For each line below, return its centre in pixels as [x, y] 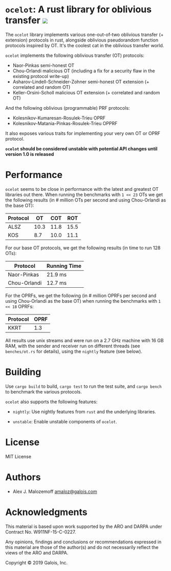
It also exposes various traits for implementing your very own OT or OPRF [83, 133]
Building [23, 372]
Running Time [64, 266]
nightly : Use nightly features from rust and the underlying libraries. [84, 411]
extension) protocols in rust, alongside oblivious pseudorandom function [82, 40]
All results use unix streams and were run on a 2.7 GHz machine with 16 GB [84, 340]
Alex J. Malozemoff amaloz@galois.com [55, 491]
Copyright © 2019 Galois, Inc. [37, 562]
